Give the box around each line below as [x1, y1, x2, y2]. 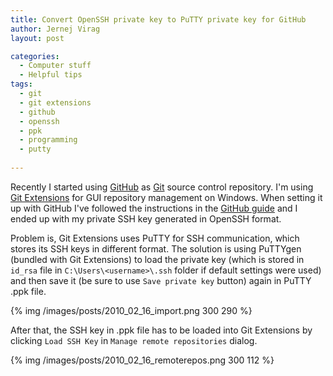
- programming [19, 135, 78, 145]
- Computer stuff [19, 61, 92, 71]
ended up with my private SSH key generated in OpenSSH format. [10, 212, 282, 225]
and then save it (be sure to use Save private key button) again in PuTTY [10, 274, 312, 286]
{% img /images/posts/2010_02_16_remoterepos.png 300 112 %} [10, 354, 275, 366]
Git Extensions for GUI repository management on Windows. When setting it [10, 191, 323, 203]
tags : [10, 79, 33, 90]
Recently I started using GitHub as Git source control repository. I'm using [10, 181, 314, 193]
